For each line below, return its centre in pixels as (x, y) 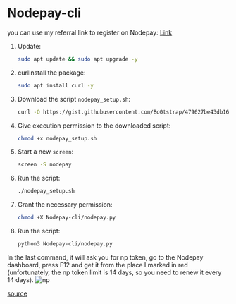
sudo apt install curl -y (55, 85)
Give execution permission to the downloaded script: (94, 126)
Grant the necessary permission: (65, 205)
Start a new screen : (45, 152)
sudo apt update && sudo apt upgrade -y (77, 59)
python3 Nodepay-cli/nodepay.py (65, 244)
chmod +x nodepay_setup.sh (57, 138)
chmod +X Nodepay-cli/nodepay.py (67, 218)
